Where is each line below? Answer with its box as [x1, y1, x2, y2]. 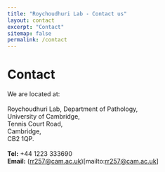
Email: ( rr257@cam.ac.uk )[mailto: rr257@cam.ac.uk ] [7, 157, 159, 166]
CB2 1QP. [7, 135, 34, 143]
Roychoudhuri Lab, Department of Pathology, [7, 105, 138, 113]
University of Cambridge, [7, 112, 81, 121]
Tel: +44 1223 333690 [7, 150, 72, 158]
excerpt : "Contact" [7, 23, 65, 30]
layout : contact [7, 17, 55, 24]
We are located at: [7, 90, 60, 98]
